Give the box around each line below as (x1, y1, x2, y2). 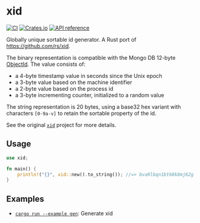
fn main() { (6, 166, 36, 172)
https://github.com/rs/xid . (6, 42, 71, 50)
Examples (6, 193, 44, 204)
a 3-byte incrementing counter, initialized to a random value (15, 91, 165, 99)
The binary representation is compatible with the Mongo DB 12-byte (6, 54, 176, 61)
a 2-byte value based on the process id (15, 85, 113, 92)
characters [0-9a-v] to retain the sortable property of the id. (6, 109, 156, 117)
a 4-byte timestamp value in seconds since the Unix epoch (15, 72, 162, 79)
